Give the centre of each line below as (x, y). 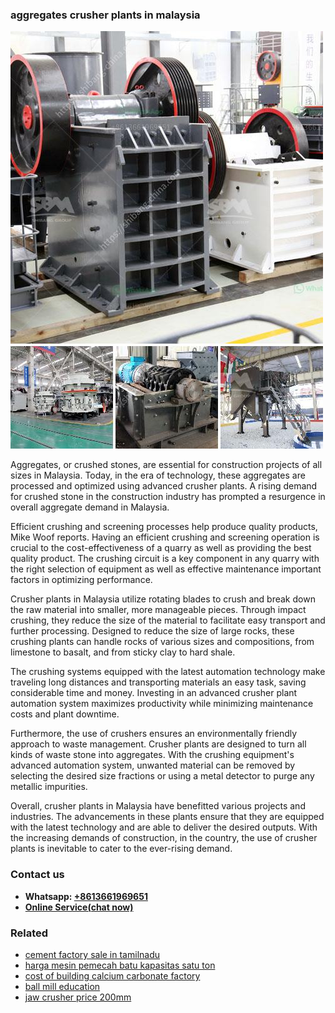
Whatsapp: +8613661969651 (86, 896)
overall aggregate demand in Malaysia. (90, 507)
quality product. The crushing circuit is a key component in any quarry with (165, 559)
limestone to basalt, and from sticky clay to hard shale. (123, 652)
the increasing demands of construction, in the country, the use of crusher (164, 838)
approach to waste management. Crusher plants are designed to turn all (158, 744)
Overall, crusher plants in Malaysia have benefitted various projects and (158, 806)
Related (29, 933)
